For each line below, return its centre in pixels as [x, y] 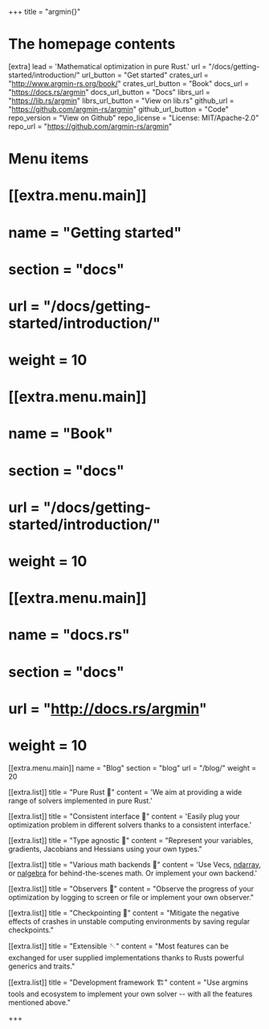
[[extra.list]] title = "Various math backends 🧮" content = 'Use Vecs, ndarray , [134, 864]
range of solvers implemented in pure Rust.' [80, 800]
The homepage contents [92, 44]
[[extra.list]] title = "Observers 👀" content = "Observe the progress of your [131, 888]
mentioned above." [39, 1002]
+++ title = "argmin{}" [45, 12]
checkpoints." [31, 930]
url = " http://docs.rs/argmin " [108, 709]
